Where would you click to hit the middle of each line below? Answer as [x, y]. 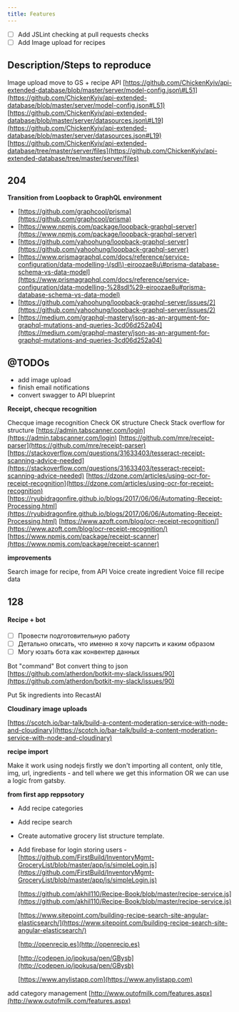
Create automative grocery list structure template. [91, 836]
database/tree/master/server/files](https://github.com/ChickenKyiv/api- [112, 150]
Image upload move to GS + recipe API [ [66, 82]
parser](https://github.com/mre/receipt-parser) [77, 446]
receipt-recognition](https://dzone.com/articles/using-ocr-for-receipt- [111, 484]
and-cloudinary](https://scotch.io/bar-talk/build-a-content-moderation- [112, 730]
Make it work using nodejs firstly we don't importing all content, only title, [115, 765]
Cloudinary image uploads [47, 709]
